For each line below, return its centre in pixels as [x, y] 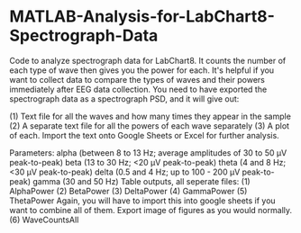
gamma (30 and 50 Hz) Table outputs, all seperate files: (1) [141, 181]
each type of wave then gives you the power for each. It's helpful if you [142, 70]
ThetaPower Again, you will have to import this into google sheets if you [143, 201]
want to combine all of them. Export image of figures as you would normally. [151, 210]
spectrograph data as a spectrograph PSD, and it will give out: [124, 99]
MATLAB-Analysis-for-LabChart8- [142, 17]
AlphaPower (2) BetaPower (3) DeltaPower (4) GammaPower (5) [128, 191]
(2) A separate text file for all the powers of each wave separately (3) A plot [150, 125]
